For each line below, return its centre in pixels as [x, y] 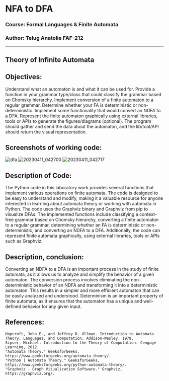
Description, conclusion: [45, 257]
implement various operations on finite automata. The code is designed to [82, 193]
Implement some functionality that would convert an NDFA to [98, 110]
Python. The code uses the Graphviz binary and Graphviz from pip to [77, 209]
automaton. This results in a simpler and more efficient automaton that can [82, 290]
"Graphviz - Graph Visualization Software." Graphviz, [64, 369]
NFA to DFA [29, 9]
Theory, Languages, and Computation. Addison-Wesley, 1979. [70, 338]
